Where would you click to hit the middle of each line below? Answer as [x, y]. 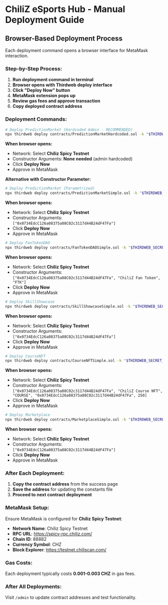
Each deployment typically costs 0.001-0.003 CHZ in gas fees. [70, 573]
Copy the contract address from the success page [65, 484]
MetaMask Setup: [27, 508]
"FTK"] [19, 282]
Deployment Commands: [36, 119]
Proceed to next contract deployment [52, 495]
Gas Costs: [19, 562]
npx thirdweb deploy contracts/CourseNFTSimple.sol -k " [66, 361]
